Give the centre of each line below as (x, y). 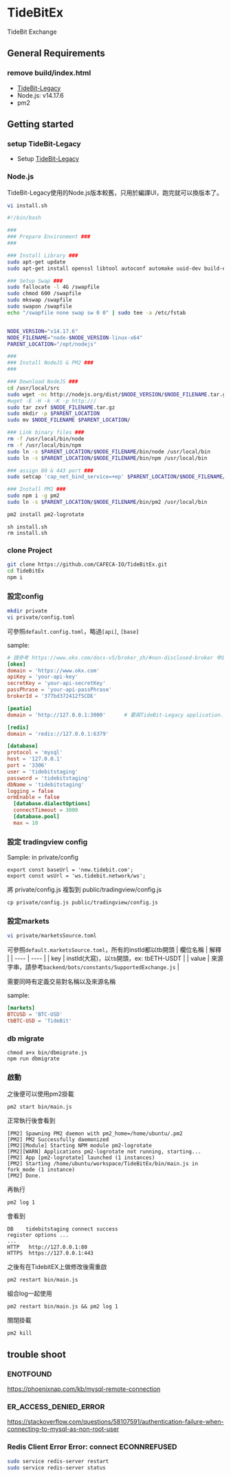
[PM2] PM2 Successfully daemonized (58, 1140)
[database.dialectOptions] (52, 804)
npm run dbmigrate (33, 1059)
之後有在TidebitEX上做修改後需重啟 (57, 1267)
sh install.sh (27, 527)
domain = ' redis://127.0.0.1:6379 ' (58, 734)
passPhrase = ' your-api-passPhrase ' (59, 690)
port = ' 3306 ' (27, 765)
